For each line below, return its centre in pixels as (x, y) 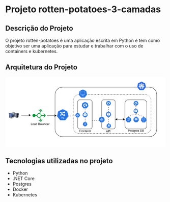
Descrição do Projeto (39, 28)
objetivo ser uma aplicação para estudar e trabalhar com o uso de (74, 46)
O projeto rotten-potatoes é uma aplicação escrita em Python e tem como (83, 40)
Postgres (22, 184)
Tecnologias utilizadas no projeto (59, 161)
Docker (20, 189)
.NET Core (23, 179)
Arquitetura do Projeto (41, 67)
